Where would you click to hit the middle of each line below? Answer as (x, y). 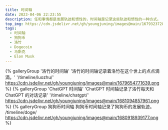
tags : (11, 28)
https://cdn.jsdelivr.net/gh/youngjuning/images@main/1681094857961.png (82, 101)
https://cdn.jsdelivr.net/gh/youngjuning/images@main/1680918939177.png (82, 117)
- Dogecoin (21, 47)
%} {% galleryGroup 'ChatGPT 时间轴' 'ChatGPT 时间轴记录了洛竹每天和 (79, 89)
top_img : (14, 24)
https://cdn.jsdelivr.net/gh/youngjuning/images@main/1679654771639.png (82, 83)
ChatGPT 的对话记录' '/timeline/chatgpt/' (47, 95)
